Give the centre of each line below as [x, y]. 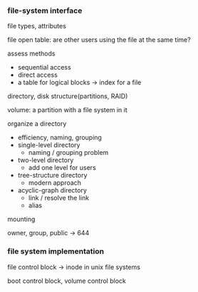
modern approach [55, 183]
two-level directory [46, 160]
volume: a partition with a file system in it [67, 110]
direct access [38, 75]
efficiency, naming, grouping [59, 138]
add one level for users [62, 168]
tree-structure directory [52, 175]
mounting [21, 220]
